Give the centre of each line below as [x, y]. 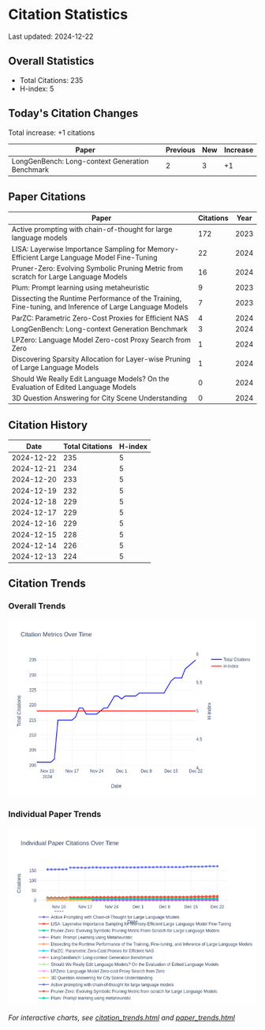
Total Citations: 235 [51, 80]
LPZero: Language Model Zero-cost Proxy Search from [101, 340]
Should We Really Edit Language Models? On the [90, 378]
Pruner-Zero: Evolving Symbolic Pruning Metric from [97, 268]
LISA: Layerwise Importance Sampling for [78, 249]
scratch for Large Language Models [69, 276]
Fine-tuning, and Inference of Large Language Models [100, 307]
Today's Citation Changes [73, 113]
